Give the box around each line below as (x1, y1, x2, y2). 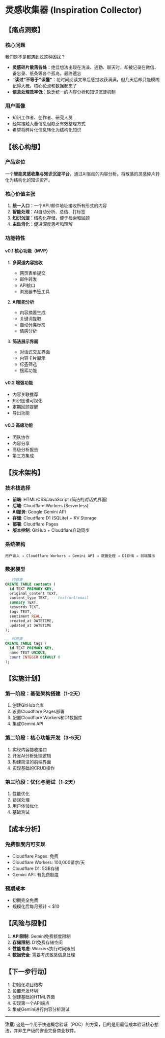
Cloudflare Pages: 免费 (12, 853, 59, 859)
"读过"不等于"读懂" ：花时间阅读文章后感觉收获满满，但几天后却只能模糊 (12, 76, 160, 82)
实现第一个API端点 (12, 1000, 50, 1006)
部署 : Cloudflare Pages (12, 521, 59, 527)
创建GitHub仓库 (12, 702, 44, 708)
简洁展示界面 (12, 339, 38, 345)
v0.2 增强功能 (5, 380, 33, 385)
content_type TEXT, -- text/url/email (9, 595, 89, 600)
